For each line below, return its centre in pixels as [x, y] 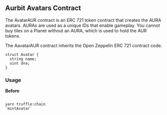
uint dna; [20, 63]
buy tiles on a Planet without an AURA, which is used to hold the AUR [76, 30]
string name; [23, 59]
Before [12, 91]
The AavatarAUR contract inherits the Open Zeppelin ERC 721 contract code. [84, 45]
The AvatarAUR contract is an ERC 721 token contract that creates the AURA [83, 20]
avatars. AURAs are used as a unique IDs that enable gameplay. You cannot [83, 25]
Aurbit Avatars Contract [43, 8]
